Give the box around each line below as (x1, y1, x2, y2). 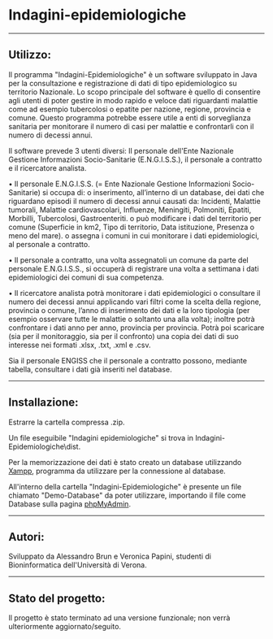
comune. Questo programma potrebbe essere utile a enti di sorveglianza (8, 112, 251, 123)
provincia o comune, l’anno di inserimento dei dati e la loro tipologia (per (8, 305, 250, 315)
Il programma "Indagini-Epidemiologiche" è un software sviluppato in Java (8, 69, 258, 79)
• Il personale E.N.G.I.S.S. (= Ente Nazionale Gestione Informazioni (8, 179, 231, 189)
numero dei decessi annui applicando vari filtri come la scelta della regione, (8, 297, 262, 306)
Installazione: (8, 396, 79, 410)
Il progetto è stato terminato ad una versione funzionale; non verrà (8, 613, 231, 623)
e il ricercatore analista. (8, 163, 87, 172)
